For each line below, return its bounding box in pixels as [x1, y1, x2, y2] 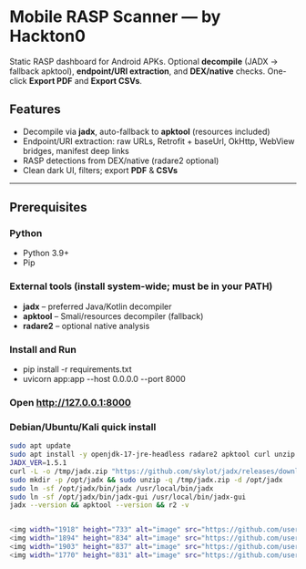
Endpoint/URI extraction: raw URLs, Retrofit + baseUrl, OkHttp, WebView [22, 135, 295, 147]
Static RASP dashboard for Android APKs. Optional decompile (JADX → [9, 56, 279, 67]
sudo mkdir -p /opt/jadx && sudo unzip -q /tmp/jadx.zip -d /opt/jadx [9, 475, 283, 484]
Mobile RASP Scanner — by [9, 6, 221, 27]
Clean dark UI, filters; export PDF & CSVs [22, 164, 178, 175]
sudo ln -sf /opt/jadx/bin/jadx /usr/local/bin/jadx [9, 483, 214, 493]
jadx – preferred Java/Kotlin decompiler [22, 301, 172, 312]
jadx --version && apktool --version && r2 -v [9, 501, 189, 510]
